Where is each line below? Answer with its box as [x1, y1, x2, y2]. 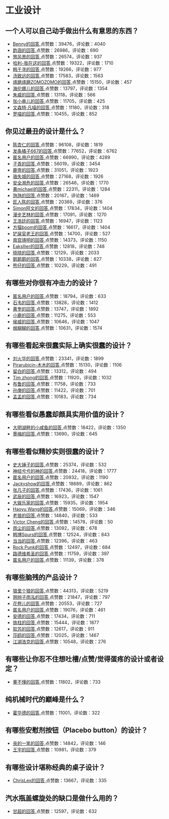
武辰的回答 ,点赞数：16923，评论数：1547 [12, 494, 99, 500]
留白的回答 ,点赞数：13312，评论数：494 [12, 368, 97, 374]
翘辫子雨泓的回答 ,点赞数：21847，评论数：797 [12, 594, 110, 600]
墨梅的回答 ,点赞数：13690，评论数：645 [12, 431, 98, 437]
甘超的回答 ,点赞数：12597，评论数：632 [12, 808, 97, 814]
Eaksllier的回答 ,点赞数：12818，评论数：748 [12, 243, 105, 249]
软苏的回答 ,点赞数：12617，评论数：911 [12, 626, 95, 632]
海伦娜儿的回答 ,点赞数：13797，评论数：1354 [12, 85, 108, 92]
